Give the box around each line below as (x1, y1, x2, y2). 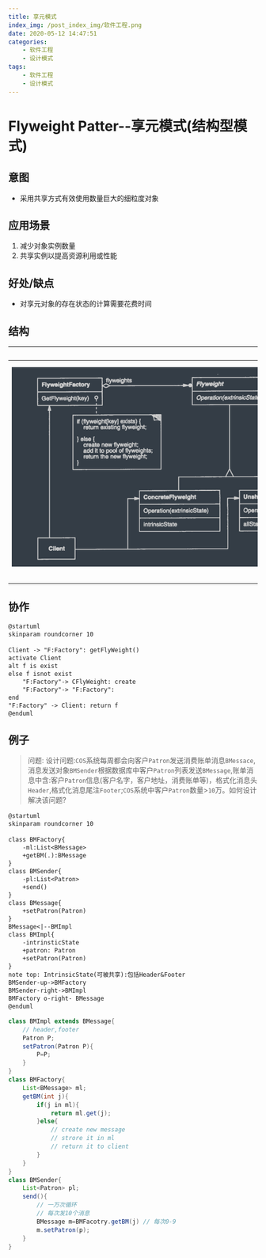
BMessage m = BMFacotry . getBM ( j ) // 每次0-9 (36, 1218, 177, 1226)
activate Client (8, 654, 62, 663)
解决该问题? (27, 795, 66, 804)
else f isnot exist (8, 670, 73, 678)
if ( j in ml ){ (36, 1100, 80, 1108)
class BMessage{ (8, 899, 62, 906)
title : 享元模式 (8, 13, 57, 21)
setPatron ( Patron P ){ (22, 1042, 93, 1051)
